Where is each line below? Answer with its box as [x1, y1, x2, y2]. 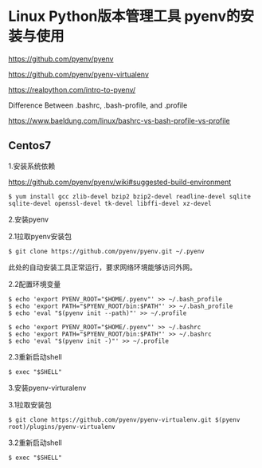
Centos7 [8, 139, 52, 152]
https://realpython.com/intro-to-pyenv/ [8, 85, 136, 94]
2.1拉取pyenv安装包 [8, 231, 72, 241]
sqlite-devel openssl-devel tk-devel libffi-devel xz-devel [8, 199, 213, 207]
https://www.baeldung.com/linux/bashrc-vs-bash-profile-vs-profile [8, 116, 230, 125]
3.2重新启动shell [8, 438, 62, 447]
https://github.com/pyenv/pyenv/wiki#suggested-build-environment [8, 177, 232, 187]
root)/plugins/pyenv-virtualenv [8, 423, 115, 431]
